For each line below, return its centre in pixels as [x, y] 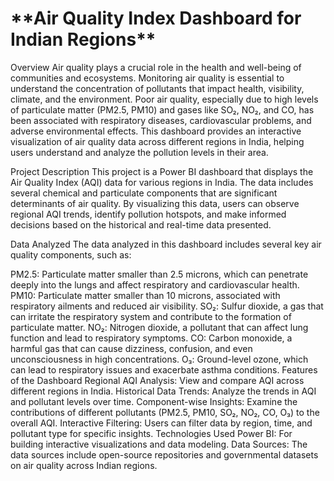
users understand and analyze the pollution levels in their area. [139, 152]
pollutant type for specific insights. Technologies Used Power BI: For [151, 433]
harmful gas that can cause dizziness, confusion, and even [131, 348]
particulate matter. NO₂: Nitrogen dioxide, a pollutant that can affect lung [159, 327]
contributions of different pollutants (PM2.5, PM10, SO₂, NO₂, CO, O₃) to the [165, 412]
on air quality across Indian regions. [84, 465]
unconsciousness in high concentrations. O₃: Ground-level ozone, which [159, 359]
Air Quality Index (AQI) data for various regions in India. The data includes [162, 182]
